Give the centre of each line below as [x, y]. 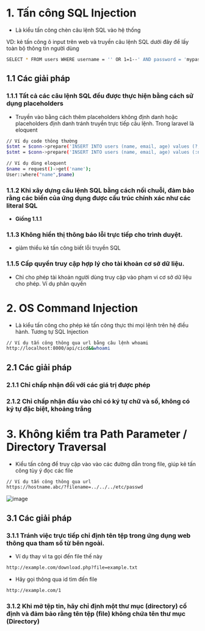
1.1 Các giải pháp [38, 78]
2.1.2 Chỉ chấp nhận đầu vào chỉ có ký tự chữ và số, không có [98, 401]
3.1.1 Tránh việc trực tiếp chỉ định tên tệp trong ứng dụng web [99, 535]
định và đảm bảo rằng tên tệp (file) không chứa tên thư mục [96, 613]
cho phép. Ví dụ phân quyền [51, 283]
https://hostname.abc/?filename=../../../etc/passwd [75, 487]
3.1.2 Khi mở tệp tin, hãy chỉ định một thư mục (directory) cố [97, 606]
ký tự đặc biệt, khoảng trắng [49, 409]
